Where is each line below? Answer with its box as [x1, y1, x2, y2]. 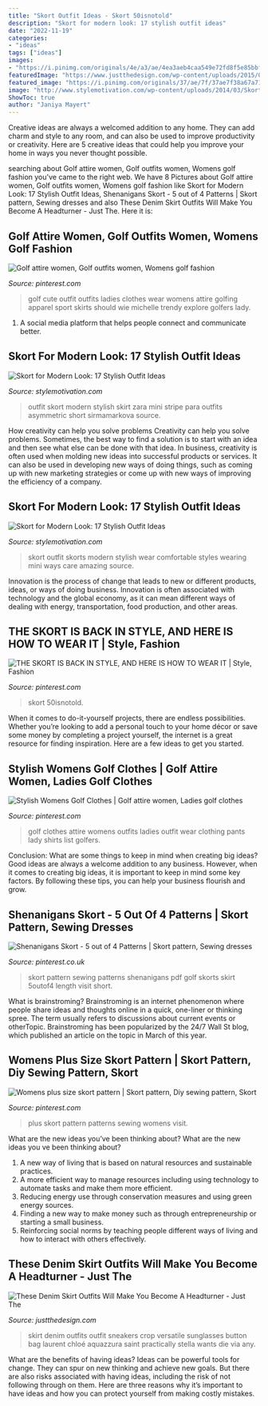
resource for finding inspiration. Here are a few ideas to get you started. [8, 739, 245, 748]
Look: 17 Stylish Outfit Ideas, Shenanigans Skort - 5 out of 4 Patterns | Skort [8, 189, 258, 199]
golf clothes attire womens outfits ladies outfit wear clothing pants [27, 826, 246, 836]
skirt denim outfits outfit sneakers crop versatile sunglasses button [27, 1330, 247, 1340]
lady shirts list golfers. [27, 835, 101, 845]
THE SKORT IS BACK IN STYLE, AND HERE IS [8, 624, 234, 638]
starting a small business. [19, 1217, 104, 1227]
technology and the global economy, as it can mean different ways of [8, 593, 236, 603]
